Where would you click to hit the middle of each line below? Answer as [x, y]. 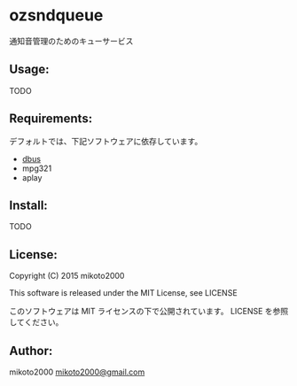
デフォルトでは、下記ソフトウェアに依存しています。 [106, 141]
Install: [29, 205]
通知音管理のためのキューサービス [71, 41]
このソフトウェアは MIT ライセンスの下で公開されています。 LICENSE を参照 [149, 312]
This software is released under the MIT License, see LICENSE [123, 293]
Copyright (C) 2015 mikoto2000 [67, 276]
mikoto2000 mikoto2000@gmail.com [77, 372]
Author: [31, 351]
